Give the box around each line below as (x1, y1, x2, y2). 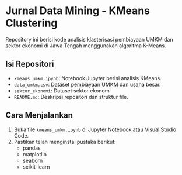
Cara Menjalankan (5, 110, 73, 121)
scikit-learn (22, 163, 50, 170)
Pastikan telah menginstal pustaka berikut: (13, 138, 116, 145)
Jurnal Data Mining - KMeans (5, 4, 150, 18)
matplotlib (22, 150, 47, 157)
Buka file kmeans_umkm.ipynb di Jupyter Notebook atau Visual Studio (13, 126, 176, 133)
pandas (22, 145, 41, 152)
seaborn (22, 157, 43, 164)
